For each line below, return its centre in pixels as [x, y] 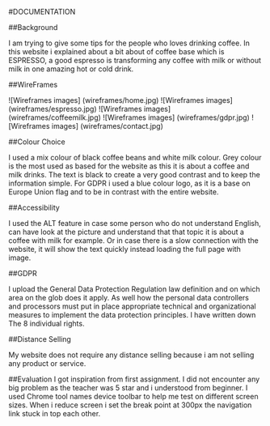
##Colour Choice [37, 142]
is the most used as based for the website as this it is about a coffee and [129, 166]
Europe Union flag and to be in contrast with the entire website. [114, 192]
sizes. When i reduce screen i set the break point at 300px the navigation [130, 405]
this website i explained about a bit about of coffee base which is [116, 51]
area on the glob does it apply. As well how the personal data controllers [129, 298]
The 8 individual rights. [46, 324]
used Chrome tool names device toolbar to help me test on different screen [133, 396]
